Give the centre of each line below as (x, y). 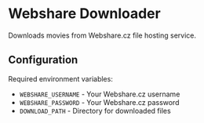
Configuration (43, 60)
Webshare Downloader (84, 14)
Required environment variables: (61, 78)
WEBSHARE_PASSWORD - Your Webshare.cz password (99, 102)
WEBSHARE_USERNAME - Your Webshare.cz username (100, 94)
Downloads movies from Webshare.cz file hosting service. (102, 35)
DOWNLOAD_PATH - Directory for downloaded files (95, 110)
